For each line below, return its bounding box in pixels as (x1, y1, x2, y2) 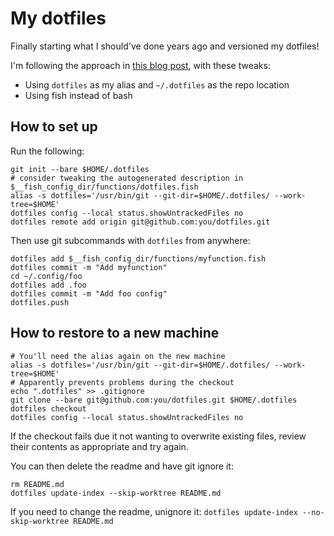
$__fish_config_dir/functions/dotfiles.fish (10, 182, 199, 192)
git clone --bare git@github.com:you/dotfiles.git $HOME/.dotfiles (10, 395, 298, 405)
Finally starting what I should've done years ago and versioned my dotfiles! (10, 40, 320, 52)
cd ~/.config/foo (10, 271, 83, 281)
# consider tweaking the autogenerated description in (10, 173, 244, 183)
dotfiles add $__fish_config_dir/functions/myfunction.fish (10, 253, 267, 264)
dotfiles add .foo (10, 280, 87, 290)
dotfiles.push (10, 297, 70, 307)
